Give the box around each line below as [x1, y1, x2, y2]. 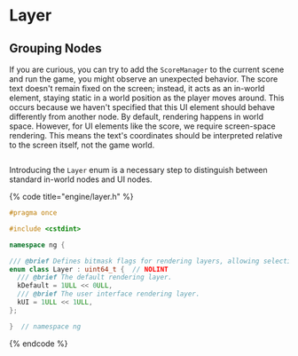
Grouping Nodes [9, 41, 102, 56]
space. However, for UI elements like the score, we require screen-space [9, 121, 277, 131]
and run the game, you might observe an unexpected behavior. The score [9, 74, 278, 84]
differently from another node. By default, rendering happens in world [9, 112, 264, 122]
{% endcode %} [9, 338, 68, 349]
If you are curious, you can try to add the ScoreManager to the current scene [9, 64, 285, 75]
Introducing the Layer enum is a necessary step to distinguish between [9, 165, 268, 175]
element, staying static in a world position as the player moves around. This [9, 92, 285, 103]
